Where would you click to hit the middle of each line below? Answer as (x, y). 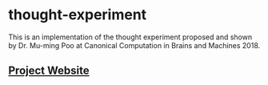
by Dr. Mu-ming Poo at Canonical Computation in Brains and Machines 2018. (134, 45)
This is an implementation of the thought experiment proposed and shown (130, 37)
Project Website (49, 71)
